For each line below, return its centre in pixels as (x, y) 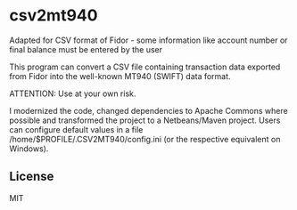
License (32, 177)
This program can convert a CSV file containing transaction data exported (145, 67)
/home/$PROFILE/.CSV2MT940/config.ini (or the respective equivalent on (145, 139)
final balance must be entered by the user (86, 49)
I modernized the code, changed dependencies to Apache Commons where (148, 110)
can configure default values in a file (76, 129)
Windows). (29, 149)
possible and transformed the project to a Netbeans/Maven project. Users (145, 120)
